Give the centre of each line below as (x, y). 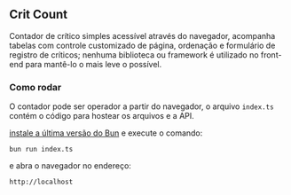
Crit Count (39, 15)
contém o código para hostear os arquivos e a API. (102, 116)
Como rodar (35, 87)
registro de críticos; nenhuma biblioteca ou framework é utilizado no (134, 55)
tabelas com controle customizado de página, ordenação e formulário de (142, 45)
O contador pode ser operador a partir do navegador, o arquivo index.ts (142, 106)
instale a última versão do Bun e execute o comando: (106, 133)
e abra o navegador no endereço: (70, 166)
